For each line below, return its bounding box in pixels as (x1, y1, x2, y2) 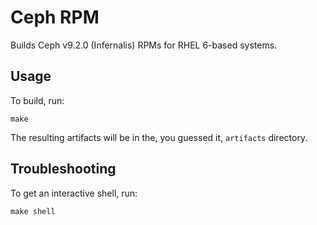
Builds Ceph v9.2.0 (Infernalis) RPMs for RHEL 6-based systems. (10, 39, 278, 51)
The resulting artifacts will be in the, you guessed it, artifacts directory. (10, 131, 308, 143)
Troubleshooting (10, 161, 117, 178)
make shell (10, 206, 56, 216)
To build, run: (10, 94, 65, 106)
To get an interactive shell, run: (10, 187, 138, 199)
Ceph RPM (10, 6, 100, 29)
